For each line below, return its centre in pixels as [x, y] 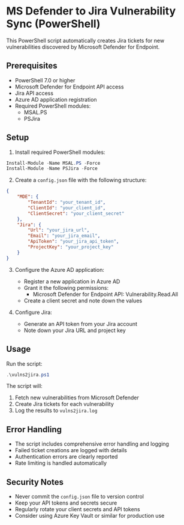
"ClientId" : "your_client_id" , [67, 208]
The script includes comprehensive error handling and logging [92, 444]
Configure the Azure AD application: [60, 269]
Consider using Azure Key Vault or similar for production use [90, 516]
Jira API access [34, 93]
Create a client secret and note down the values [83, 300]
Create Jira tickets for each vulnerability [64, 404]
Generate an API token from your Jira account [81, 324]
